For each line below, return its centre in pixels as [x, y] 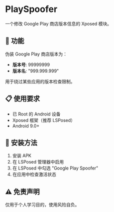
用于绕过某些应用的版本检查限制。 [40, 81]
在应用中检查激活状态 [34, 174]
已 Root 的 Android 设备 [36, 114]
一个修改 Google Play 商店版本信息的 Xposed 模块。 [58, 23]
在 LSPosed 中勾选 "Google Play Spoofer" [55, 168]
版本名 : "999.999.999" [36, 70]
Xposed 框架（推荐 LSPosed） [44, 120]
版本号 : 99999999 [31, 64]
